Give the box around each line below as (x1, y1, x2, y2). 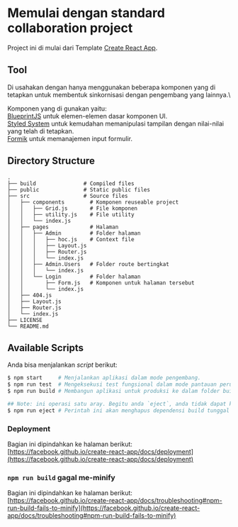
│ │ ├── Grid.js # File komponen (7, 204, 138, 212)
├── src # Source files (7, 192, 129, 199)
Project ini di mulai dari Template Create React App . (7, 43, 158, 52)
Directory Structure (7, 155, 96, 167)
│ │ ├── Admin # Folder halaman (7, 229, 141, 237)
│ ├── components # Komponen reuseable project (7, 199, 179, 206)
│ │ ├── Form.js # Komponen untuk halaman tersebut (7, 279, 195, 287)
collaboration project (7, 20, 133, 36)
